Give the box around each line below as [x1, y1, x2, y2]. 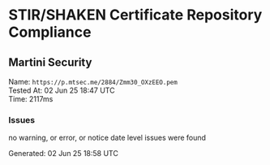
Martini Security [8, 55, 92, 69]
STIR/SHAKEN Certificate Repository [8, 6, 263, 24]
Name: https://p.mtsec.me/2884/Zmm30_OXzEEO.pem [8, 77, 178, 86]
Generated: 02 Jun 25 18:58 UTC [8, 149, 119, 158]
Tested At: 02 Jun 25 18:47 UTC [8, 85, 115, 95]
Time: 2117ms [8, 94, 54, 103]
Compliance [8, 23, 92, 41]
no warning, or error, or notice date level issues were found [8, 132, 207, 143]
